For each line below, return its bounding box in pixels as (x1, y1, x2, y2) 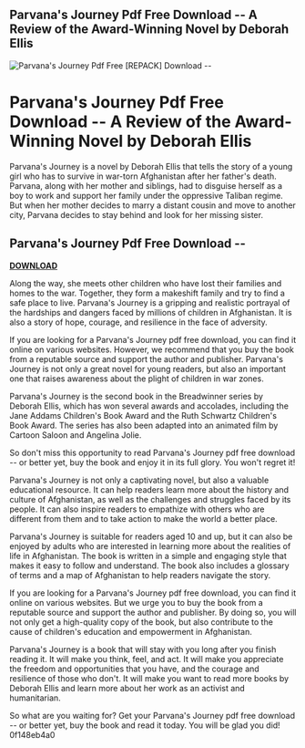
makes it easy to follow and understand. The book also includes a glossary (9, 560, 290, 571)
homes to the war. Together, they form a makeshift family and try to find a (9, 287, 285, 298)
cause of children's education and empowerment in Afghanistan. (9, 626, 252, 637)
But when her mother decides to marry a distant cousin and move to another (9, 200, 296, 211)
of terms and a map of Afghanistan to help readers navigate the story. (9, 569, 271, 580)
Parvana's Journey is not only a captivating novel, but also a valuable (9, 474, 269, 485)
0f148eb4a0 (9, 729, 56, 740)
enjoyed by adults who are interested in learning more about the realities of (9, 540, 291, 551)
